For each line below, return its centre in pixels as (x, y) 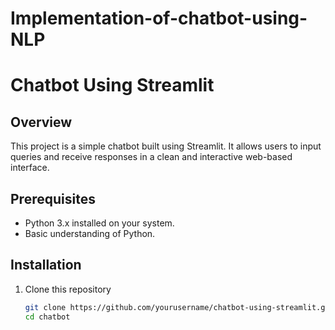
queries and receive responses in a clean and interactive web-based (151, 157)
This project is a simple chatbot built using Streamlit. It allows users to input (166, 146)
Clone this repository (68, 289)
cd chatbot (47, 317)
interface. (30, 168)
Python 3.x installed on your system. (99, 223)
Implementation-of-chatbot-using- (159, 18)
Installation (46, 265)
